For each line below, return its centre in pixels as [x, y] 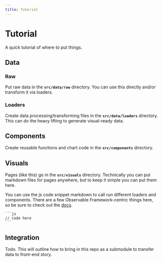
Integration [22, 237]
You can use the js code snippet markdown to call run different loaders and [81, 195]
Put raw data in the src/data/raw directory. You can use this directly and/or [81, 87]
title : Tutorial [21, 10]
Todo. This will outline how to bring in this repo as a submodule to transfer [80, 249]
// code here [18, 218]
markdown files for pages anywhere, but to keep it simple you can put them [81, 180]
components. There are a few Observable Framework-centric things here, [79, 200]
